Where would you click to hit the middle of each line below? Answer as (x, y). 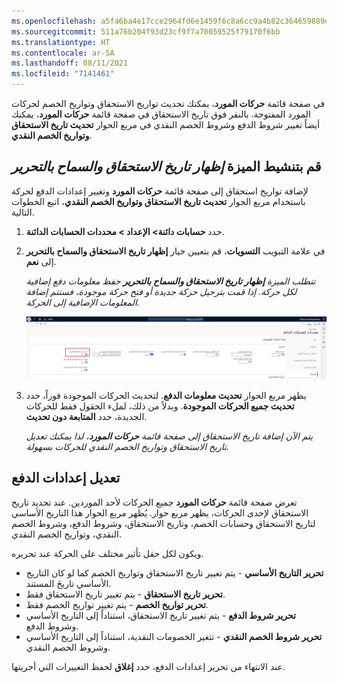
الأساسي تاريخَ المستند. (68, 583)
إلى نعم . (41, 261)
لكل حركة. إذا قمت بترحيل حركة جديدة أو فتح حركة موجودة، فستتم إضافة (161, 291)
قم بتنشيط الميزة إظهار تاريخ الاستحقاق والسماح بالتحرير (166, 166)
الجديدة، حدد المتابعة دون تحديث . (86, 417)
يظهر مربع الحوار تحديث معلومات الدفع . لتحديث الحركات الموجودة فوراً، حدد (166, 396)
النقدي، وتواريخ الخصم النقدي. (67, 534)
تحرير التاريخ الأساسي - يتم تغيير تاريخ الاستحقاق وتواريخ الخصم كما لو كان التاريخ (174, 572)
